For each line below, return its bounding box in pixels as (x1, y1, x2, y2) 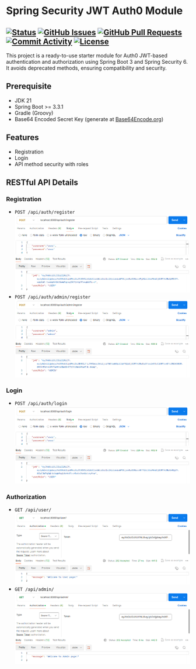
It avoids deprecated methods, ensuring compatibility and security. (6, 64, 167, 71)
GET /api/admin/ (14, 586, 54, 592)
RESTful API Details (6, 177, 79, 188)
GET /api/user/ (14, 507, 52, 513)
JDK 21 (14, 97, 32, 104)
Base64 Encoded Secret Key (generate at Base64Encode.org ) (14, 115, 164, 122)
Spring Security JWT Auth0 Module (6, 4, 183, 18)
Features (6, 133, 39, 143)
